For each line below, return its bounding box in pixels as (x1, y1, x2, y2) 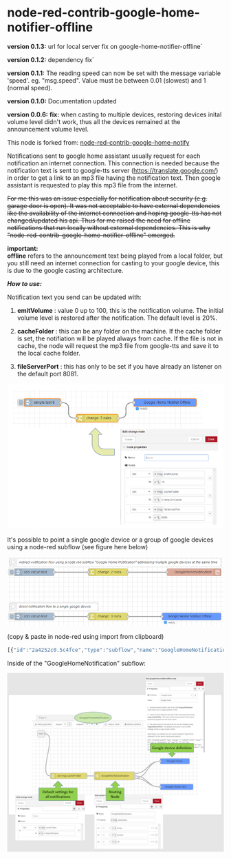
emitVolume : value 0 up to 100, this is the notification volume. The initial (16, 306, 224, 314)
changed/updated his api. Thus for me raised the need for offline (7, 216, 191, 225)
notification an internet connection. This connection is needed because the (7, 159, 220, 167)
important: (7, 244, 38, 252)
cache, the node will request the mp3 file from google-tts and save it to (16, 341, 219, 349)
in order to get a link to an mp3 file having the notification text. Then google (7, 174, 221, 182)
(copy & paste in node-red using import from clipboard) (7, 633, 164, 641)
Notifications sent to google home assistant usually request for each (7, 152, 201, 160)
